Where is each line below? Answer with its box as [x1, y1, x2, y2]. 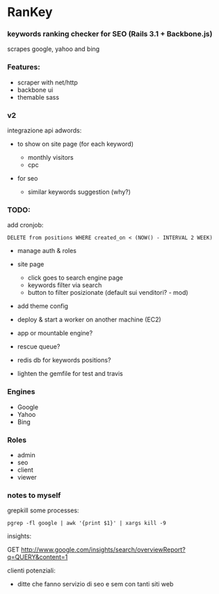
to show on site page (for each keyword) [17, 140, 134, 148]
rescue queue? [17, 342, 60, 351]
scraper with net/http [17, 78, 78, 86]
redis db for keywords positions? [17, 356, 111, 365]
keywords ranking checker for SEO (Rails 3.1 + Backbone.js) [7, 29, 213, 39]
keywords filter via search [27, 281, 102, 289]
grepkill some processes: [7, 506, 79, 515]
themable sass [17, 93, 60, 101]
